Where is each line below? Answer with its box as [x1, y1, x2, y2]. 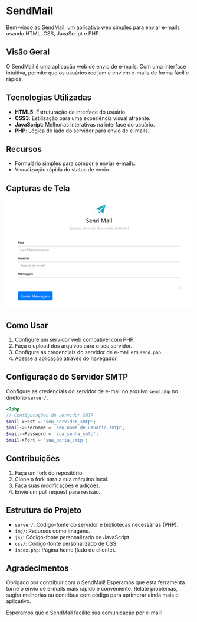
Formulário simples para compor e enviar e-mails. [14, 160, 136, 167]
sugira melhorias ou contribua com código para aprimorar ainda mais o [6, 591, 179, 598]
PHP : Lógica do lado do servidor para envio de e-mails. [14, 127, 150, 134]
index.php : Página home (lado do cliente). [14, 546, 116, 553]
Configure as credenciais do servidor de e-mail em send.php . [14, 348, 163, 355]
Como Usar [6, 320, 48, 331]
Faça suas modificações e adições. [14, 482, 101, 489]
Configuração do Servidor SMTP [6, 372, 129, 382]
